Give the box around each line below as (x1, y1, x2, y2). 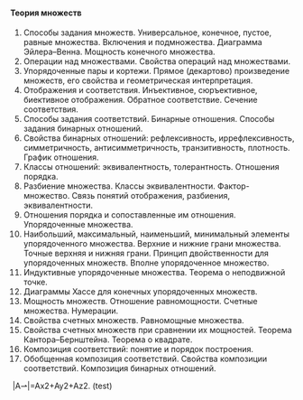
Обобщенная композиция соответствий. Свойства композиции (23, 353, 268, 365)
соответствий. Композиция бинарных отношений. (23, 363, 216, 374)
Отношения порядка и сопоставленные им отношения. (23, 209, 237, 220)
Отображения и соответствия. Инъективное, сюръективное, (23, 85, 258, 96)
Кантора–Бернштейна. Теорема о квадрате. (23, 334, 193, 345)
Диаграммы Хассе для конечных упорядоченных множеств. (23, 286, 258, 297)
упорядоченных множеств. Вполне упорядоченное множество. (23, 257, 270, 268)
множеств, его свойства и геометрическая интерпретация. (23, 75, 253, 86)
